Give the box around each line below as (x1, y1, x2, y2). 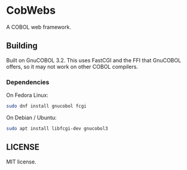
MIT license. (6, 158, 37, 165)
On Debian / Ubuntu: (6, 114, 57, 121)
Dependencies (6, 78, 50, 86)
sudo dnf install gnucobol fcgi (6, 103, 87, 110)
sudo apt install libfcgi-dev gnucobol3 (6, 125, 109, 132)
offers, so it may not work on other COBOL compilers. (6, 63, 139, 70)
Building (6, 41, 38, 51)
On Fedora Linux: (6, 92, 49, 99)
